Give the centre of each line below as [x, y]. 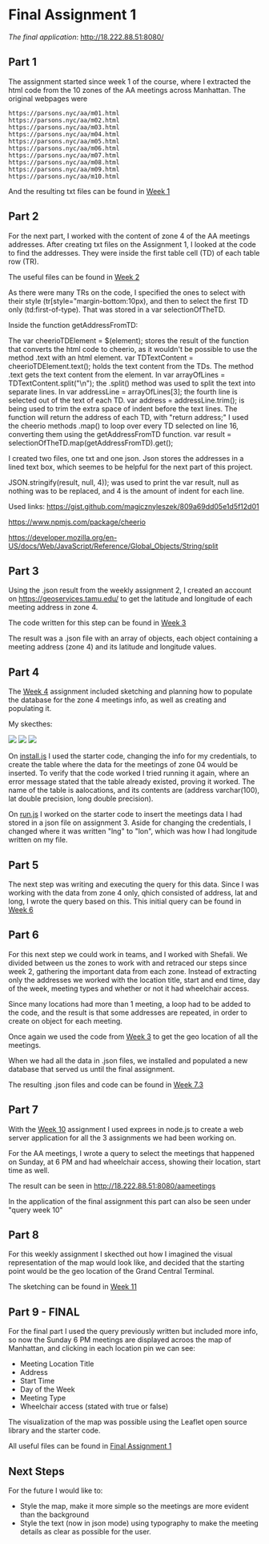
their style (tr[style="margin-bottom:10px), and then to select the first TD [128, 301]
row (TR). [24, 261]
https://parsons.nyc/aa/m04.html [64, 134]
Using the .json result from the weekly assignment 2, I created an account [130, 590]
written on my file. [38, 840]
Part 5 [24, 865]
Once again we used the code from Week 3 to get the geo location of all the [133, 1037]
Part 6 [24, 935]
